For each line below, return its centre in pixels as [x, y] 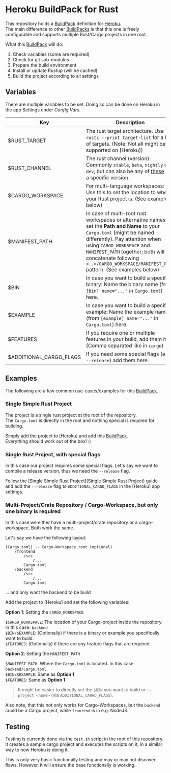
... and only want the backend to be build [48, 592]
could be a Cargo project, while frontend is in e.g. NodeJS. [67, 711]
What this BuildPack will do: [34, 44]
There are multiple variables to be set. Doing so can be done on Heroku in [83, 104]
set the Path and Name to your [123, 226]
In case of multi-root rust [116, 213]
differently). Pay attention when [123, 239]
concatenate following [112, 258]
